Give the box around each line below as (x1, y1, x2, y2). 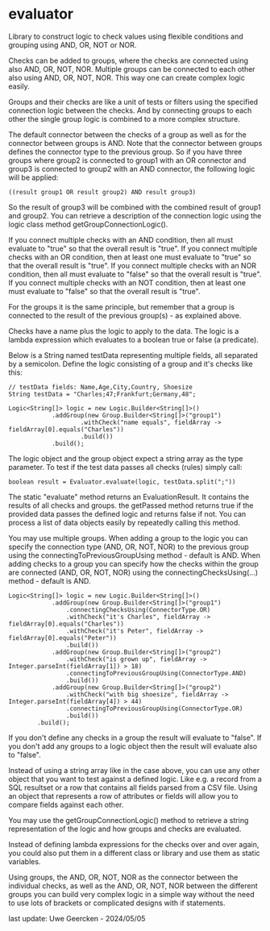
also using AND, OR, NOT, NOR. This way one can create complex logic (8, 73, 246, 82)
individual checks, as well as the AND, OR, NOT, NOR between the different (8, 880, 258, 891)
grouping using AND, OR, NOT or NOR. (8, 39, 137, 49)
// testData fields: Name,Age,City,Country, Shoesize (8, 383, 193, 391)
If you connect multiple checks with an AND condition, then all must (8, 235, 234, 244)
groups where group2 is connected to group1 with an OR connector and (8, 155, 247, 165)
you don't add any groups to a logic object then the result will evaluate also (8, 741, 258, 750)
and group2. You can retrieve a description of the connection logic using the (8, 210, 262, 220)
